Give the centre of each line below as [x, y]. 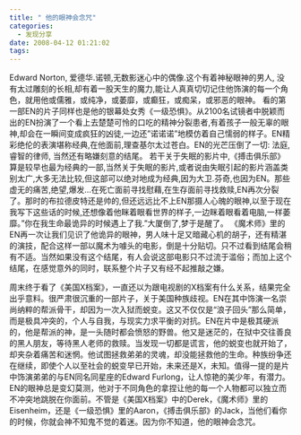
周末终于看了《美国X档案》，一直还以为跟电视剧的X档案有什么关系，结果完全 [150, 287]
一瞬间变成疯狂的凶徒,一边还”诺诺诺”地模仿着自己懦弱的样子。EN [163, 134]
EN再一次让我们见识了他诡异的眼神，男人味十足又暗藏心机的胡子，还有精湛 [148, 235]
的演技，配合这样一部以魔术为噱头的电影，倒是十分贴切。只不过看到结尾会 [146, 246]
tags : [19, 51]
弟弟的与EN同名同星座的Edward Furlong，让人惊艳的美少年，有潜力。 [162, 377]
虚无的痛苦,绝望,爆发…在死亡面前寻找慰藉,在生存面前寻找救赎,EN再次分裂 [144, 190]
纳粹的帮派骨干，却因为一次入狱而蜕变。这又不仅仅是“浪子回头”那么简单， [154, 309]
